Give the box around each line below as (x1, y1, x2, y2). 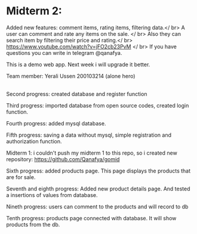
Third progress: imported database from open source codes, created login (6, 101, 189, 109)
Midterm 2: (6, 4, 63, 18)
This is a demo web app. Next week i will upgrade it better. (6, 61, 150, 68)
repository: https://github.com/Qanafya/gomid (6, 155, 120, 162)
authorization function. (6, 137, 62, 144)
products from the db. (6, 221, 60, 228)
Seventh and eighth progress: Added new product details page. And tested (6, 185, 190, 192)
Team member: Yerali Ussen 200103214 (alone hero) (6, 72, 136, 79)
